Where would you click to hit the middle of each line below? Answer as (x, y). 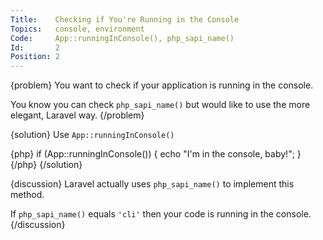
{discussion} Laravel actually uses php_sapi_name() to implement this (152, 184)
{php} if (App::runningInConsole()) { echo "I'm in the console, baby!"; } (156, 154)
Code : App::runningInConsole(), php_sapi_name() (122, 38)
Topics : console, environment (77, 29)
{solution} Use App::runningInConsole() (92, 135)
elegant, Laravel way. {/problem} (77, 115)
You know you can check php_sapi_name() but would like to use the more (160, 105)
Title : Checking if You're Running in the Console (125, 19)
